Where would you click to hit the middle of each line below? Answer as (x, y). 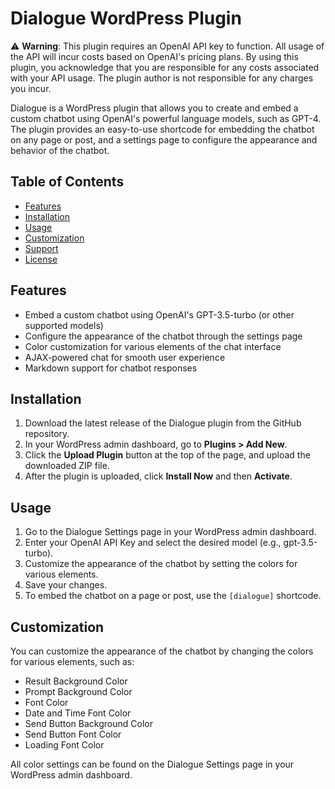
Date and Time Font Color (78, 713)
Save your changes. (66, 585)
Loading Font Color (64, 745)
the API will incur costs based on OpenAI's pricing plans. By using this (154, 56)
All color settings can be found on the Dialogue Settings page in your (152, 764)
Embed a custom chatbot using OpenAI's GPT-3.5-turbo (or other (159, 314)
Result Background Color (76, 681)
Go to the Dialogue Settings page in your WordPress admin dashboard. (170, 532)
